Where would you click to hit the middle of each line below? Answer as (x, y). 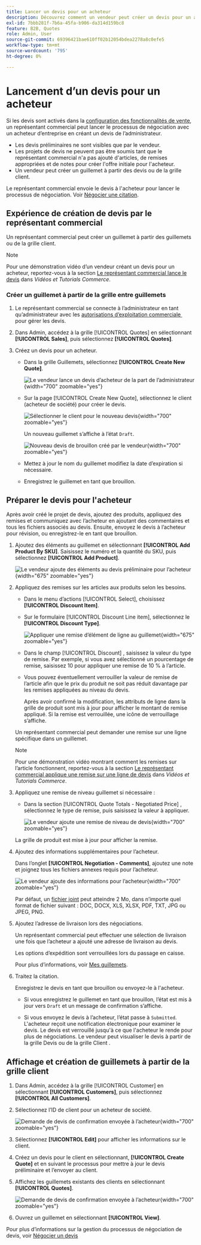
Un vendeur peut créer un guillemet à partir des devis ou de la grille (98, 170)
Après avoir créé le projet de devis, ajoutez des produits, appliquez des (94, 514)
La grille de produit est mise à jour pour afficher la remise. (86, 840)
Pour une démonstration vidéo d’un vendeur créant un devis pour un (90, 266)
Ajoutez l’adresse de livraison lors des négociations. (79, 923)
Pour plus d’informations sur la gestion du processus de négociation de (94, 1229)
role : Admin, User (29, 34)
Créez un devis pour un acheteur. (56, 350)
